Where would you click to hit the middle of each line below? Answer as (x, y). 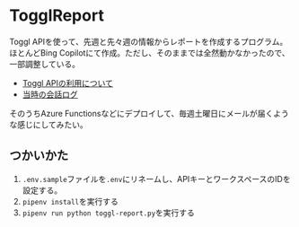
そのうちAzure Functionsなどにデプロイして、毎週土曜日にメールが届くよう (149, 113)
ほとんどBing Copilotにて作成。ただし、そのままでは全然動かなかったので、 (149, 52)
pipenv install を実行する (70, 201)
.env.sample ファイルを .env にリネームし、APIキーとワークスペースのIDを (156, 179)
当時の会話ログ (50, 94)
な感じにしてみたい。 (48, 124)
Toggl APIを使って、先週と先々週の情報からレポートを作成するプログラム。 (149, 41)
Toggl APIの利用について (68, 83)
